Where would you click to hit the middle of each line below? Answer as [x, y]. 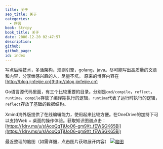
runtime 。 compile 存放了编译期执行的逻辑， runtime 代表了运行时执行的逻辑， [82, 98]
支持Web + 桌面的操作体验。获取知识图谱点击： [58, 120]
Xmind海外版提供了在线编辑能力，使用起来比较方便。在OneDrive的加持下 [80, 115]
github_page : [19, 51]
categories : [17, 19]
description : [19, 42]
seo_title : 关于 [21, 14]
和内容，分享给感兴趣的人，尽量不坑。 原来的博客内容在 [62, 76]
